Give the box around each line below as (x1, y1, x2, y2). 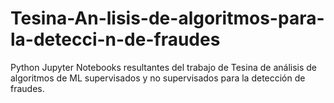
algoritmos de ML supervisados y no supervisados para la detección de (10, 72, 306, 84)
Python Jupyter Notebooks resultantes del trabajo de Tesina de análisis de (10, 61, 318, 73)
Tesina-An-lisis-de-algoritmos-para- (10, 7, 325, 30)
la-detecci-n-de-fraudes (10, 28, 221, 51)
